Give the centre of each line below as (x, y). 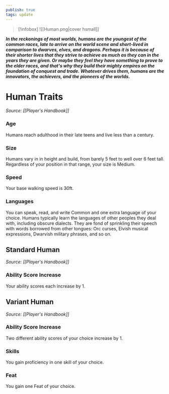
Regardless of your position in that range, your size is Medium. (70, 164)
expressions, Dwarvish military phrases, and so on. (59, 234)
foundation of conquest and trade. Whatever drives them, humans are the (85, 71)
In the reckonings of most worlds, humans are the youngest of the (76, 39)
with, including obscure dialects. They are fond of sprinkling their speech (81, 223)
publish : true (21, 10)
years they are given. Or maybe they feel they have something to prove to (84, 60)
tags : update (19, 15)
